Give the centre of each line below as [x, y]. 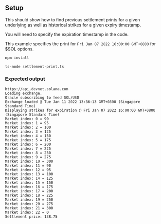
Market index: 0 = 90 [27, 119]
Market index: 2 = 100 [28, 127]
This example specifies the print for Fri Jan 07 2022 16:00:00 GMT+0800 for [80, 44]
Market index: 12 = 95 [28, 170]
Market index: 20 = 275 [29, 204]
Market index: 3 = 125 [28, 131]
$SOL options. [19, 49]
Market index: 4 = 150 [28, 136]
